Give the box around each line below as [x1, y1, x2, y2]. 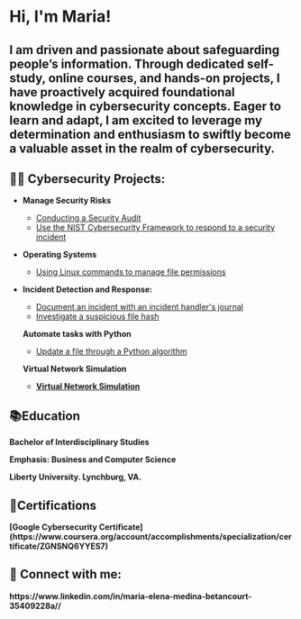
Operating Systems [22, 250, 97, 260]
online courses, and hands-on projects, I [48, 70, 281, 86]
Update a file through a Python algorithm [35, 346, 187, 357]
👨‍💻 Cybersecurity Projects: [9, 171, 166, 187]
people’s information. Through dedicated [9, 56, 245, 71]
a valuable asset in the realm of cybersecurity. [9, 141, 276, 156]
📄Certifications [9, 497, 97, 513]
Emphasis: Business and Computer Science [9, 454, 177, 465]
